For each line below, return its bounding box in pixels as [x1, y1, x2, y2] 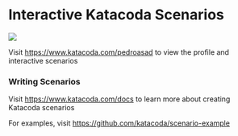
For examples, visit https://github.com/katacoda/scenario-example [8, 118, 230, 128]
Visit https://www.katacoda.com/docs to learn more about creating [8, 94, 231, 104]
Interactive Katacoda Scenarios [8, 6, 224, 24]
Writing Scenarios [8, 76, 81, 87]
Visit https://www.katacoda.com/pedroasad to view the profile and [8, 47, 230, 57]
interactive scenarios [8, 56, 78, 65]
